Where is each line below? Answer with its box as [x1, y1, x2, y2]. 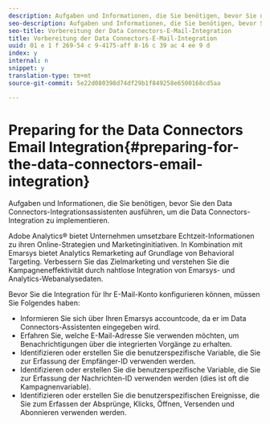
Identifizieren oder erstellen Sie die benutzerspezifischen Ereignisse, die [19, 391, 260, 401]
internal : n [8, 57, 48, 65]
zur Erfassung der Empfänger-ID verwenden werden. [19, 356, 196, 366]
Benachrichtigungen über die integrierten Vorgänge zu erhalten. [19, 340, 233, 349]
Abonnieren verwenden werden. [19, 408, 127, 418]
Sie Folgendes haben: [8, 298, 80, 308]
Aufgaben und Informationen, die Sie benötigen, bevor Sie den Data [8, 199, 233, 208]
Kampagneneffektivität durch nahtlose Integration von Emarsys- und [8, 266, 235, 275]
